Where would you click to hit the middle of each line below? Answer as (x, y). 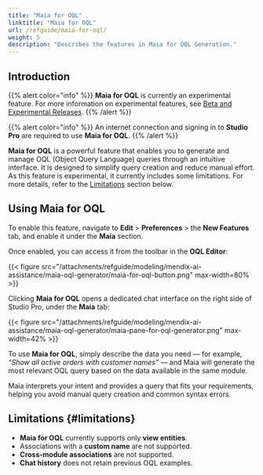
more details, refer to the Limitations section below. (91, 184)
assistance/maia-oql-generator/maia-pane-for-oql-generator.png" (115, 330)
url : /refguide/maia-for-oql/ (58, 30)
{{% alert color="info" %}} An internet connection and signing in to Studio (128, 127)
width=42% (27, 338)
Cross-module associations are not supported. (97, 454)
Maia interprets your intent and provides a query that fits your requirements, (131, 385)
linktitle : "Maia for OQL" (52, 23)
